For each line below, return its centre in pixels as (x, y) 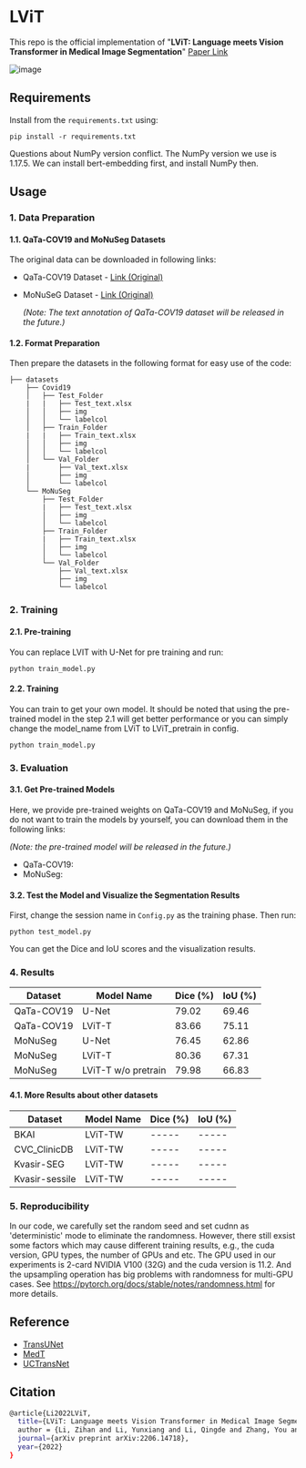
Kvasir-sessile (45, 1178)
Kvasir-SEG (40, 1164)
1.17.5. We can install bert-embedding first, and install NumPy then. (134, 163)
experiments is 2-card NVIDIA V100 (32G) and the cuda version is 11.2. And (150, 1264)
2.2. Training (34, 688)
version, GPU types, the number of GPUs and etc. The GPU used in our (143, 1255)
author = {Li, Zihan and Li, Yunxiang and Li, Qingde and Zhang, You (152, 1430)
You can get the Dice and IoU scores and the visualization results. (133, 949)
